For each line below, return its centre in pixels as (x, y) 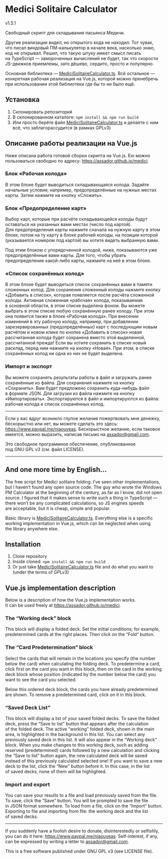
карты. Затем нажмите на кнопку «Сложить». (54, 195)
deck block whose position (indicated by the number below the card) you (80, 674)
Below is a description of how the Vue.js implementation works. (70, 600)
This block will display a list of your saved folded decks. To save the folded (82, 718)
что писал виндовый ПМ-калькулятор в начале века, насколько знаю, (80, 47)
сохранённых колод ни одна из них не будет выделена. (64, 353)
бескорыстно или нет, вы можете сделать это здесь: (62, 423)
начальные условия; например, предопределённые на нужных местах (81, 190)
